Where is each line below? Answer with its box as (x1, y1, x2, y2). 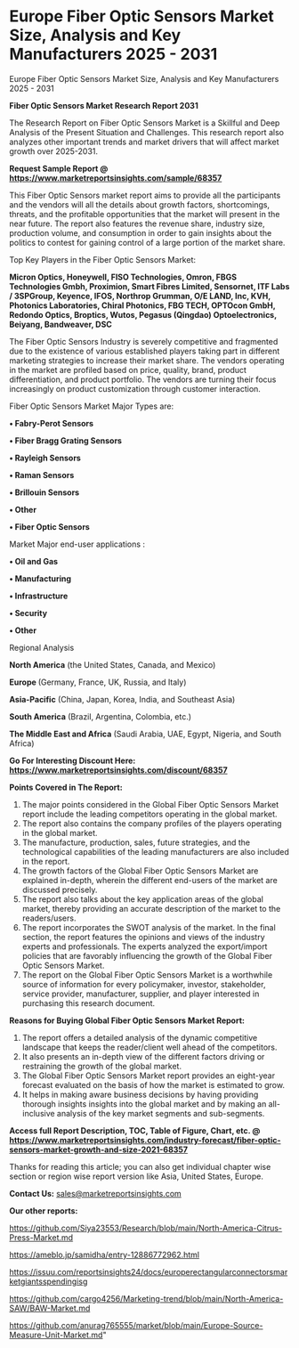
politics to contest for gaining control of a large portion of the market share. (9, 237, 286, 248)
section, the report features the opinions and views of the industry (21, 931, 265, 942)
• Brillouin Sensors (9, 487, 80, 498)
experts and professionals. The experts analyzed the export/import (21, 941, 268, 952)
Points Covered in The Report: (9, 782, 123, 792)
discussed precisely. (21, 884, 98, 895)
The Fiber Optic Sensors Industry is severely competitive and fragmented (9, 336, 279, 346)
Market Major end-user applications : (9, 539, 145, 549)
